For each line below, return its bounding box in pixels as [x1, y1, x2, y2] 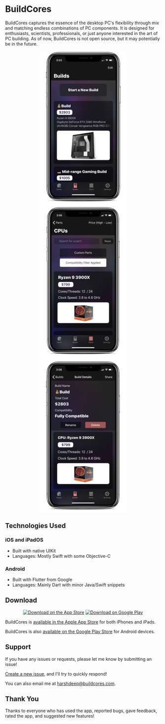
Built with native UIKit [12, 548, 56, 554]
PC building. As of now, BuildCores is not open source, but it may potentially [5, 36, 160, 42]
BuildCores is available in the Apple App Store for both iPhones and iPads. [5, 619, 156, 625]
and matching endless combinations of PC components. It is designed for [5, 25, 155, 31]
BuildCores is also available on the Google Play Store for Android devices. [5, 628, 155, 634]
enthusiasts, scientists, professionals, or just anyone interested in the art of [5, 30, 158, 36]
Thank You [5, 694, 39, 703]
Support [5, 643, 31, 651]
